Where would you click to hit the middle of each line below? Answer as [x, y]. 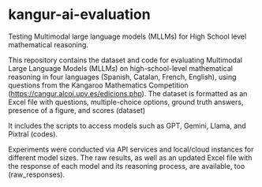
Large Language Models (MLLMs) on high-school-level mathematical [120, 68]
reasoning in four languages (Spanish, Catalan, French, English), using [122, 77]
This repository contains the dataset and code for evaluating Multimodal [125, 60]
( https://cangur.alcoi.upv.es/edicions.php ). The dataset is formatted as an [128, 93]
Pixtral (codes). [33, 134]
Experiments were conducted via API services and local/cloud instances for [131, 149]
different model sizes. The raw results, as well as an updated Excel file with [130, 157]
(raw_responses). [37, 174]
